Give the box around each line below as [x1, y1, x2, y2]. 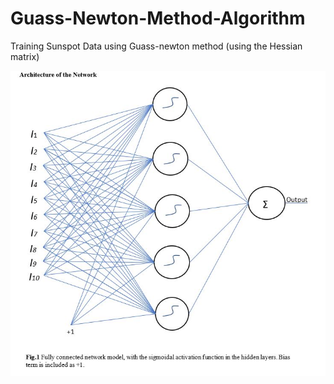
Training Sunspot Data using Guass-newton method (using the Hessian [10, 40, 303, 52]
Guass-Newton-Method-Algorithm [10, 7, 306, 30]
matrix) [10, 50, 40, 62]
